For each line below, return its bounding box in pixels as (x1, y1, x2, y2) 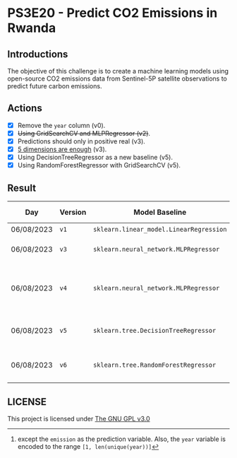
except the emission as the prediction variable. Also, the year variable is (17, 435, 226, 443)
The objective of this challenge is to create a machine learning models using (7, 67, 229, 75)
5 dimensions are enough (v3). (17, 145, 107, 153)
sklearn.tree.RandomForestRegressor (92, 361, 217, 369)
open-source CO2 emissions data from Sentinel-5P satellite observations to (7, 74, 227, 83)
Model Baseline (133, 207, 187, 217)
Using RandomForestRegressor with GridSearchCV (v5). (17, 161, 181, 170)
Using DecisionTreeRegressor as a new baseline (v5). (17, 153, 173, 162)
